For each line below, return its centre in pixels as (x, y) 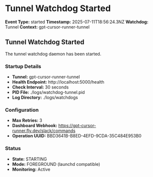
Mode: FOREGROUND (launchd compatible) (56, 164)
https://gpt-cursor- (77, 126)
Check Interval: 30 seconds (40, 87)
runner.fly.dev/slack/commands (44, 131)
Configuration (22, 110)
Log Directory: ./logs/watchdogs (45, 98)
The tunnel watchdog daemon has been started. (53, 54)
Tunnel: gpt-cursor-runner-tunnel (46, 77)
